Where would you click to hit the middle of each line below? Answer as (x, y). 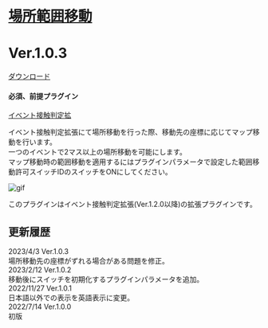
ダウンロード (29, 76)
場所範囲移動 (51, 16)
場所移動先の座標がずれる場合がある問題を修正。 (89, 261)
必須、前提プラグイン (43, 96)
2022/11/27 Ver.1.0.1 (40, 288)
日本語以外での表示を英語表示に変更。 (71, 298)
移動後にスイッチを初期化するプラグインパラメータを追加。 (106, 279)
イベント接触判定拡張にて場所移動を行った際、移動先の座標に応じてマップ (130, 132)
